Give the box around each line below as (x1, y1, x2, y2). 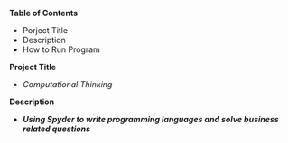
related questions (22, 123, 91, 134)
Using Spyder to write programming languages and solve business (22, 114, 280, 124)
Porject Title (22, 25, 69, 35)
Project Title (9, 62, 57, 72)
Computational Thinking (22, 79, 113, 89)
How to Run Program (22, 44, 101, 55)
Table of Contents (9, 8, 79, 18)
